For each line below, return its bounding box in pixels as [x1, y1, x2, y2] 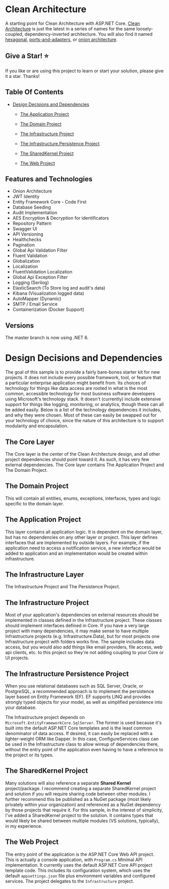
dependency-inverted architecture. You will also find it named [24, 31, 153, 37]
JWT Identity [12, 193, 40, 199]
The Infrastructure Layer [5, 570, 84, 579]
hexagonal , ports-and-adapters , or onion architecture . [5, 36, 118, 43]
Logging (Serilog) [12, 279, 49, 286]
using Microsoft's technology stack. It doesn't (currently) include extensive [5, 396, 161, 402]
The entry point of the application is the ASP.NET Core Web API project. [5, 851, 155, 857]
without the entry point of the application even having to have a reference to [5, 747, 163, 752]
